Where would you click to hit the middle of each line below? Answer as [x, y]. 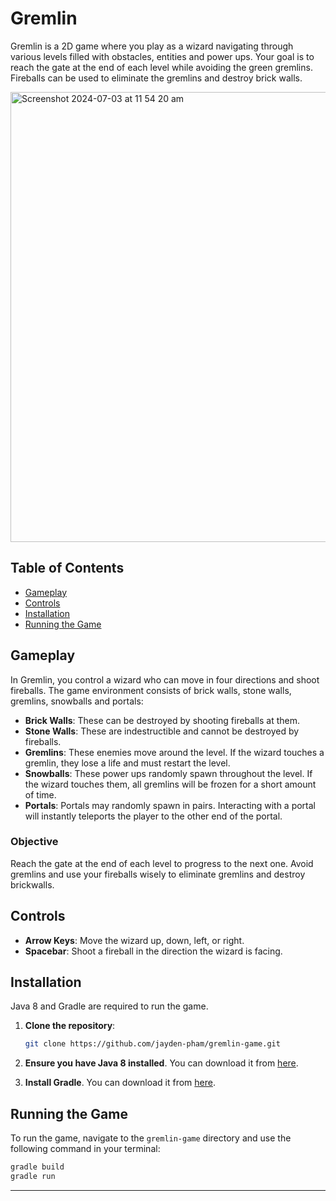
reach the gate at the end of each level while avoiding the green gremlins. [161, 67]
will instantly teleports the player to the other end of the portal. [153, 816]
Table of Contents [67, 568]
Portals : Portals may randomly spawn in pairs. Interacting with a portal [170, 805]
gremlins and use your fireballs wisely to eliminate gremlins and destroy [158, 874]
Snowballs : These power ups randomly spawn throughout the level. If [168, 773]
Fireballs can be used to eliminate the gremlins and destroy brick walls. [156, 78]
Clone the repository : [70, 1026]
